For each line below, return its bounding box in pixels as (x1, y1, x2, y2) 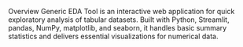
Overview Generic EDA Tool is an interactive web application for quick (8, 7, 235, 16)
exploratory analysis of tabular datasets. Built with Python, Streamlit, (8, 15, 230, 24)
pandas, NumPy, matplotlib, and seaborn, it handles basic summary (8, 23, 227, 32)
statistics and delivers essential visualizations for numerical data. (8, 31, 219, 41)
